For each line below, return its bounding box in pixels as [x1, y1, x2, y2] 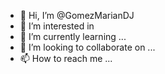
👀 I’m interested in [19, 20, 95, 32]
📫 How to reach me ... [19, 53, 113, 64]
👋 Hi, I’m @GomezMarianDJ [19, 10, 135, 21]
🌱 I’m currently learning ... [19, 31, 127, 42]
